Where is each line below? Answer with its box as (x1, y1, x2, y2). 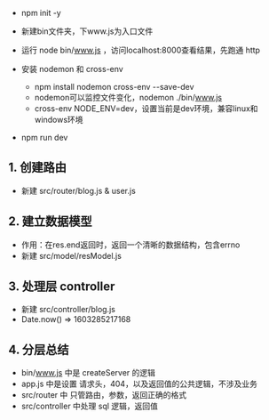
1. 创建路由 (8, 160, 67, 175)
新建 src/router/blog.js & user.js (20, 185, 137, 196)
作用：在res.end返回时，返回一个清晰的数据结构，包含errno (20, 239, 241, 250)
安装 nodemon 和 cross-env (20, 64, 123, 74)
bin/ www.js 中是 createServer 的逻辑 (20, 367, 156, 378)
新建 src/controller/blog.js (20, 304, 116, 315)
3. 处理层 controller (8, 279, 115, 295)
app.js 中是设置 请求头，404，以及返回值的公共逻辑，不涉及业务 (20, 378, 258, 390)
